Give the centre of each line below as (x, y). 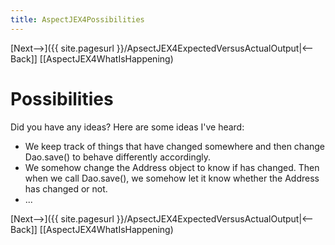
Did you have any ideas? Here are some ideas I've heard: (127, 127)
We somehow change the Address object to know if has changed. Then (172, 167)
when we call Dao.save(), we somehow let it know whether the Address (172, 178)
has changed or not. (66, 188)
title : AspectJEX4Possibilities (77, 19)
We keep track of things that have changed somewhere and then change (175, 146)
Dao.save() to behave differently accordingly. (117, 157)
